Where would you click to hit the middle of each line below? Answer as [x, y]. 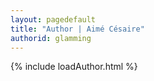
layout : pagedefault [53, 19]
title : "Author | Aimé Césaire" [77, 29]
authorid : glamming [51, 38]
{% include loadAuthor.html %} [74, 67]
